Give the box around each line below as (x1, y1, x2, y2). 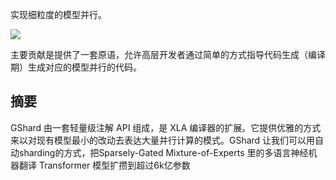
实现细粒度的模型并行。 (10, 9, 107, 20)
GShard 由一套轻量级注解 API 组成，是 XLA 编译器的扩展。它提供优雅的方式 (10, 121, 322, 133)
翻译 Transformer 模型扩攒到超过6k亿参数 (18, 159, 191, 171)
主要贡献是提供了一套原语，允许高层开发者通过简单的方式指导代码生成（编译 (10, 49, 326, 60)
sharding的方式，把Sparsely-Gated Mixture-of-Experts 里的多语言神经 (18, 146, 309, 158)
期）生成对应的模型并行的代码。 (10, 61, 142, 73)
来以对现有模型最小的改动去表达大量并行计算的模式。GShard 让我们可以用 (10, 134, 316, 146)
